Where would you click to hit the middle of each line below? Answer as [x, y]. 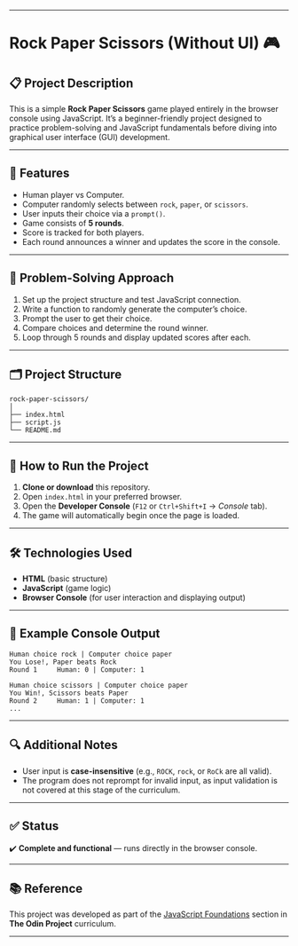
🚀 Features [39, 173]
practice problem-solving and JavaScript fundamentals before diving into [143, 128]
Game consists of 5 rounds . [73, 223]
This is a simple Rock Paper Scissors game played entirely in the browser [144, 109]
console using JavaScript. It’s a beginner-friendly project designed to [136, 118]
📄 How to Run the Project [79, 465]
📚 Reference [46, 888]
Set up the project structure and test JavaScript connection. [131, 299]
